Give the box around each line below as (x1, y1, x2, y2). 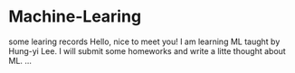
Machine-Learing (8, 6, 142, 27)
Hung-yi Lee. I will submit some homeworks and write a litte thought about (8, 45, 286, 56)
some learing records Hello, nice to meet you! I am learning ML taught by (8, 36, 281, 47)
